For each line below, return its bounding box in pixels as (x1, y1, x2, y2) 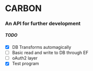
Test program (12, 61, 39, 67)
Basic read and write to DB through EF (12, 50, 89, 56)
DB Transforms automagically (12, 44, 72, 50)
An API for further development (5, 20, 81, 27)
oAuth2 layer (12, 55, 38, 61)
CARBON (5, 3, 42, 14)
